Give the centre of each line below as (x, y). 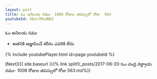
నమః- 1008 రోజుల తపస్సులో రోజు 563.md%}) (48, 71)
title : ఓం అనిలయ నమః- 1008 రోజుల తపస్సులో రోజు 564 (58, 14)
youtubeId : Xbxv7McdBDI (30, 19)
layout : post (19, 10)
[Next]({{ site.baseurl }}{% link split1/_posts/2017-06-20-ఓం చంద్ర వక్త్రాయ (78, 64)
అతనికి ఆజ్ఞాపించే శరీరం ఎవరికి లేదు (43, 44)
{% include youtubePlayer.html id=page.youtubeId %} (60, 54)
